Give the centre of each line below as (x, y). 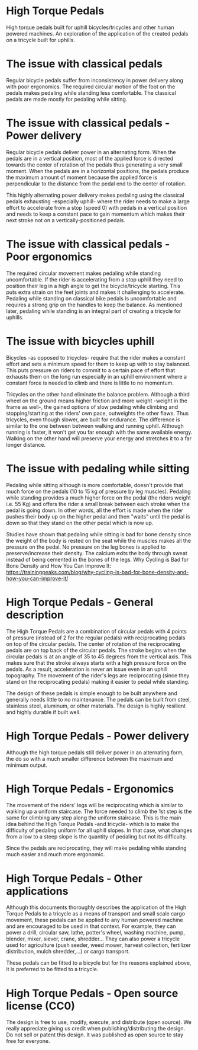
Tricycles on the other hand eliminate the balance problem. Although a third (98, 394)
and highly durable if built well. (43, 712)
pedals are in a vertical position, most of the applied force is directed (90, 158)
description (35, 615)
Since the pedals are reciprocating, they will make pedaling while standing (97, 848)
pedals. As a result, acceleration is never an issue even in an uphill (87, 669)
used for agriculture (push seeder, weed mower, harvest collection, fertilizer (98, 945)
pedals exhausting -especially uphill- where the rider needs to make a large (98, 201)
